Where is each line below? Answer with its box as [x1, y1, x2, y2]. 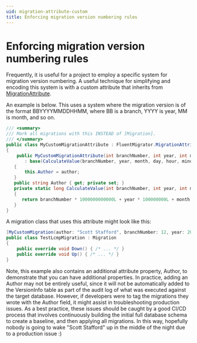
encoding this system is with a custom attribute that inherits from [6, 84, 163, 91]
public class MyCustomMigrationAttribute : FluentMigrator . [6, 142, 157, 148]
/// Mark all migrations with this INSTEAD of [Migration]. [6, 131, 157, 137]
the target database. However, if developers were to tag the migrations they [6, 292, 189, 299]
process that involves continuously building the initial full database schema [6, 311, 188, 318]
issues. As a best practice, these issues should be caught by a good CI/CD [6, 305, 186, 312]
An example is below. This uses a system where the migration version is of [6, 101, 186, 109]
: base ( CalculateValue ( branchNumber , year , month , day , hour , [24, 158, 180, 164]
